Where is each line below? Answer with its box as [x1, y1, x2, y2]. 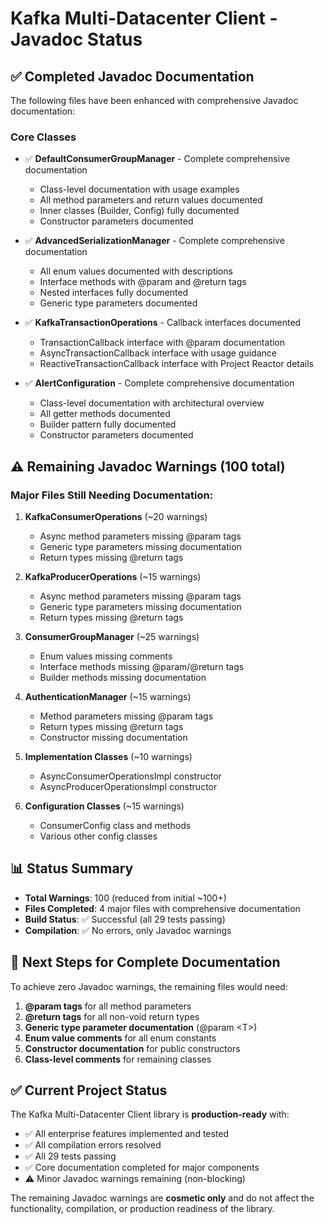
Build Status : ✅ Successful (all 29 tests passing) [24, 913, 226, 925]
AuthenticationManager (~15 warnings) [24, 690, 192, 702]
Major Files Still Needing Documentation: [10, 488, 214, 502]
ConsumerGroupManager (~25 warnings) [24, 630, 200, 642]
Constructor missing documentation [39, 731, 188, 743]
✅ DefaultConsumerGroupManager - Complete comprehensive [24, 153, 290, 165]
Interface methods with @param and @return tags [39, 276, 247, 288]
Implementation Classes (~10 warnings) [24, 750, 193, 762]
